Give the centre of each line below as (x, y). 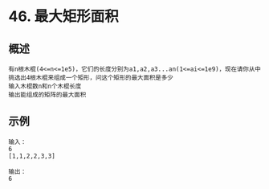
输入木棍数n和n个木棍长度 (45, 86)
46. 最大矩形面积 (63, 16)
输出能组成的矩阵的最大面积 (47, 95)
